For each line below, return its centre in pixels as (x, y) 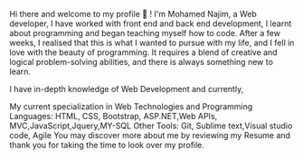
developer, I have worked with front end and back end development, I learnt (151, 23)
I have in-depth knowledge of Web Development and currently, (127, 89)
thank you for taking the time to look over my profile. (107, 145)
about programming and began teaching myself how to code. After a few (145, 33)
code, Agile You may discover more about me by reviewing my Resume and (150, 135)
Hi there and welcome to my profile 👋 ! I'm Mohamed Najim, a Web (133, 14)
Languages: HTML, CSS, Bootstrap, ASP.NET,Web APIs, (114, 116)
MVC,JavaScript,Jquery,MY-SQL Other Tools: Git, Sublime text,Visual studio (151, 126)
